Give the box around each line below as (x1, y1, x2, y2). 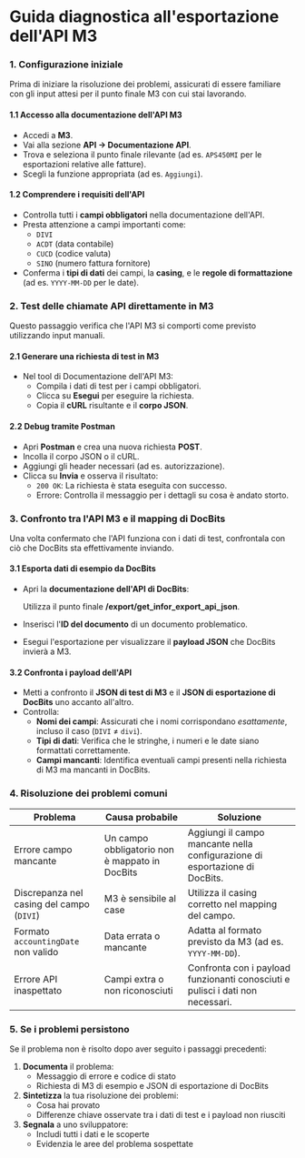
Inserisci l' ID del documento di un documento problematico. (22, 619, 248, 629)
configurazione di (187, 849, 263, 861)
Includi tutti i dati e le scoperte (35, 1128, 150, 1139)
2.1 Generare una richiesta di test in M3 (9, 350, 160, 361)
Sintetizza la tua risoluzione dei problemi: (22, 1090, 179, 1101)
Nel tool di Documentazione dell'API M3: (22, 371, 174, 382)
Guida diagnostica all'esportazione (9, 6, 280, 27)
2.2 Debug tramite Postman (9, 420, 115, 431)
